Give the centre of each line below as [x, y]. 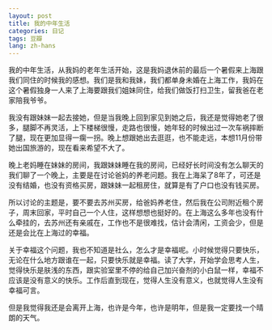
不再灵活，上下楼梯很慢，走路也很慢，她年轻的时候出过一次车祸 [142, 128]
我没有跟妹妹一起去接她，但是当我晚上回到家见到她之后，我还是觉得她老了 [132, 117]
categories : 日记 [36, 31]
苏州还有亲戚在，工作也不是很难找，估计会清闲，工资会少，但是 [157, 222]
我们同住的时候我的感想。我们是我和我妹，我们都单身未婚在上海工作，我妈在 [136, 80]
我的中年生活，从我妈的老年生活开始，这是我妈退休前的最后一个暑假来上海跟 [136, 70]
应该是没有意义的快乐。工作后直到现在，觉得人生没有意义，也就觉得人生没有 [136, 281]
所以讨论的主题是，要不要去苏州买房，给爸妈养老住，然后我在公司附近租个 [132, 202]
